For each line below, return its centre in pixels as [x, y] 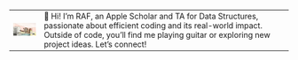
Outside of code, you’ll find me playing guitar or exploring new [157, 34]
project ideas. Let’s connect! [95, 44]
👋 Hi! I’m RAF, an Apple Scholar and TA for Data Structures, [151, 16]
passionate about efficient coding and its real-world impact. [153, 25]
